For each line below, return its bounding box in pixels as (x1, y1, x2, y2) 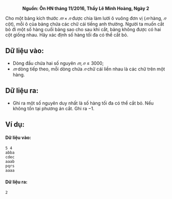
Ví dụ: (5, 120, 24, 129)
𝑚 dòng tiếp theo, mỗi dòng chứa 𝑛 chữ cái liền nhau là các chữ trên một (12, 66, 165, 72)
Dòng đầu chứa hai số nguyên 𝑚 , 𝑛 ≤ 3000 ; (12, 60, 104, 66)
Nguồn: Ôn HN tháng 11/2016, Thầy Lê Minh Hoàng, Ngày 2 (22, 6, 150, 11)
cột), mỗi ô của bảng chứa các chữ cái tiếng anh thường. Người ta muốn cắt (5, 21, 164, 27)
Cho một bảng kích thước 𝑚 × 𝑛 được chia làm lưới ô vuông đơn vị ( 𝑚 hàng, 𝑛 (5, 15, 166, 21)
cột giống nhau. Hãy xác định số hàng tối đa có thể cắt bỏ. (5, 32, 129, 38)
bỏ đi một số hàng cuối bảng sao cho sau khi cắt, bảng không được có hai (5, 27, 161, 32)
